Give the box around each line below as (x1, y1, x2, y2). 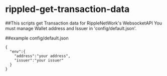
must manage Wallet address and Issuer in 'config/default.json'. (5, 25, 137, 31)
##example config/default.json (5, 35, 69, 41)
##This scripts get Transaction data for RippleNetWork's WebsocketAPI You (5, 20, 162, 26)
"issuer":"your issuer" (14, 57, 64, 63)
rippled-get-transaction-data (5, 3, 130, 15)
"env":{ (10, 49, 26, 54)
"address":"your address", (14, 53, 71, 58)
